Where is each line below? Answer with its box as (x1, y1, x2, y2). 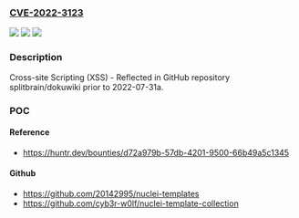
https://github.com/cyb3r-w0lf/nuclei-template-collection (22, 198, 239, 209)
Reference (9, 127, 50, 138)
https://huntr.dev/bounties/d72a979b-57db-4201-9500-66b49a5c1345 (22, 147, 290, 158)
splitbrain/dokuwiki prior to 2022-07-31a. (9, 81, 164, 92)
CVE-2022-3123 (9, 6, 84, 19)
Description (9, 51, 63, 64)
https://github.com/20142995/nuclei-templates (22, 188, 200, 199)
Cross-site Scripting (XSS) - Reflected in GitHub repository (9, 71, 231, 83)
